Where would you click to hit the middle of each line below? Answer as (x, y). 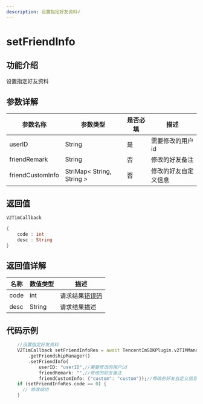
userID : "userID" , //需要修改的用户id (83, 367)
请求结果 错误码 (81, 296)
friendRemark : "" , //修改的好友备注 (80, 373)
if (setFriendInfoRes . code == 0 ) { (62, 384)
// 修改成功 (35, 390)
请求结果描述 (78, 307)
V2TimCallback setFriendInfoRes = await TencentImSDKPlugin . (95, 350)
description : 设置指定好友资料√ (43, 12)
